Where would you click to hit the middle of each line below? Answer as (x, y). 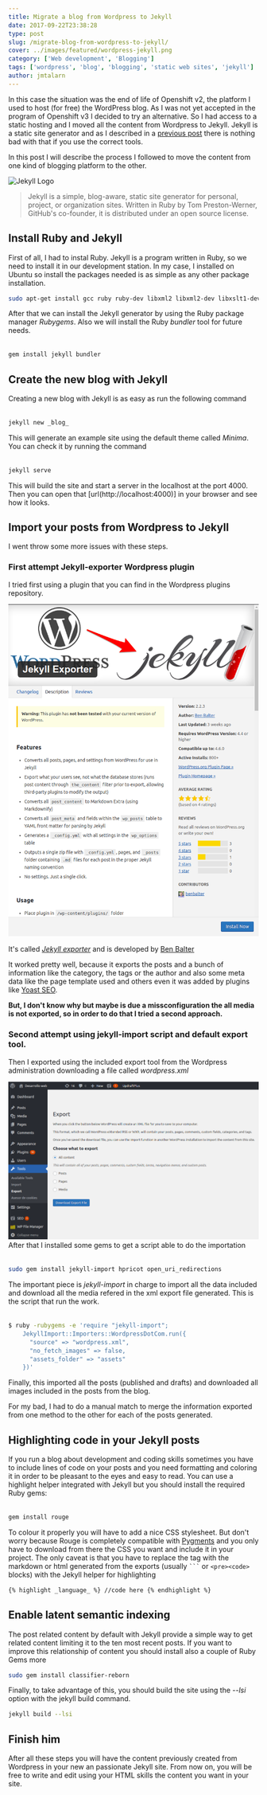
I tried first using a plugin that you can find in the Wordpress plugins (119, 585)
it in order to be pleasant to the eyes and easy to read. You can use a (121, 1476)
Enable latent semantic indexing (89, 1615)
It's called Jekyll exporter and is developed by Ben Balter (101, 949)
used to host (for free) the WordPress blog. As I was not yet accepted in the (132, 108)
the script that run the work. (54, 1301)
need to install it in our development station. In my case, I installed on (121, 266)
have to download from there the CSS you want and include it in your (121, 1549)
